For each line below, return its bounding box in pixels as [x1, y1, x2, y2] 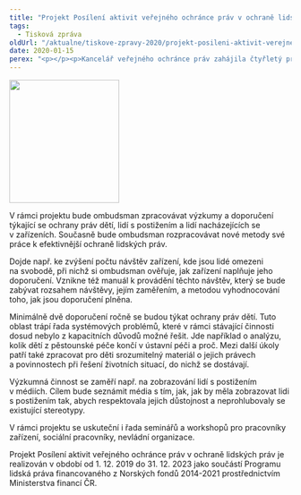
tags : [9, 21, 30, 30]
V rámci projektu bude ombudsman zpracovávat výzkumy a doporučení [9, 210, 274, 220]
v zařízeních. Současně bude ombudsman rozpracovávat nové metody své [9, 229, 285, 240]
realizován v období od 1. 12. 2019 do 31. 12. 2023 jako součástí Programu [9, 458, 281, 469]
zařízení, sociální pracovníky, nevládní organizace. [9, 431, 195, 442]
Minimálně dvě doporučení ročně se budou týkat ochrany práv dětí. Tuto [9, 312, 277, 322]
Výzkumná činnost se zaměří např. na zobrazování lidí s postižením [9, 377, 257, 387]
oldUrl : [9, 38, 39, 47]
